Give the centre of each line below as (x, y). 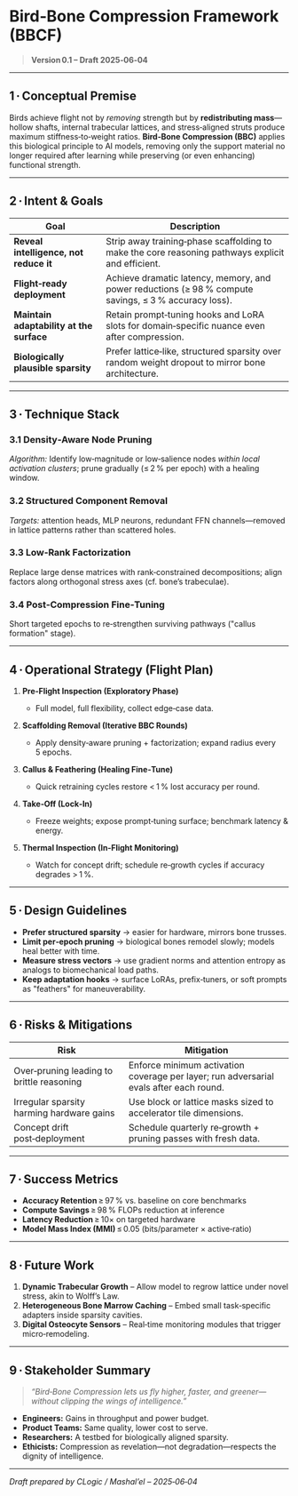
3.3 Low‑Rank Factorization (70, 553)
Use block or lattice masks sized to (201, 1101)
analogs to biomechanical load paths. (90, 970)
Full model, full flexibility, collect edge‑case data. (125, 708)
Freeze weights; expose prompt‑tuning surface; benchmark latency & (162, 820)
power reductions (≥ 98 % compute (180, 289)
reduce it (33, 263)
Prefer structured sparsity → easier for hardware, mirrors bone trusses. (154, 932)
